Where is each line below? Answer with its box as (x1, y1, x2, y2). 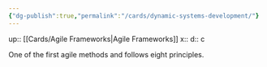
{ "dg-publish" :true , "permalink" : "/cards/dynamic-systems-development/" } (8, 11, 260, 20)
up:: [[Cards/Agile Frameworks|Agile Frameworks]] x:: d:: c (8, 34, 205, 44)
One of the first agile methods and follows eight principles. (8, 49, 205, 59)
